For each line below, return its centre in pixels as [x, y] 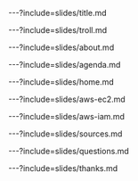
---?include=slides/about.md [61, 47]
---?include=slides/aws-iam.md [67, 116]
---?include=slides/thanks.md [63, 168]
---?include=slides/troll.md [58, 30]
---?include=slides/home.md [61, 82]
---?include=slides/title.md [58, 13]
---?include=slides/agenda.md [65, 65]
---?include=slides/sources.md [65, 134]
